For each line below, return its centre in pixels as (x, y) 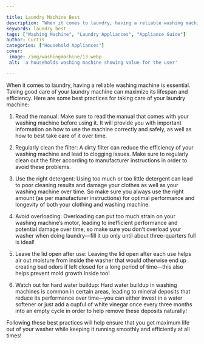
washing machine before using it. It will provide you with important (98, 123)
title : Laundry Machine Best (43, 17)
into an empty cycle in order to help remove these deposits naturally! (101, 311)
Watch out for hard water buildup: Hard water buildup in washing (96, 285)
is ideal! (25, 242)
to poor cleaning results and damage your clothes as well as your (97, 185)
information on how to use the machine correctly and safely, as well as (103, 129)
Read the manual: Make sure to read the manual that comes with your (102, 116)
